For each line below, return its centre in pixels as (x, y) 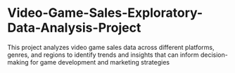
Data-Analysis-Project (74, 28)
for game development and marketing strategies (100, 62)
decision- (214, 55)
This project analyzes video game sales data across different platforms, (111, 47)
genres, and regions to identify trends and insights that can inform (103, 55)
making (18, 62)
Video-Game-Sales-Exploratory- (105, 13)
